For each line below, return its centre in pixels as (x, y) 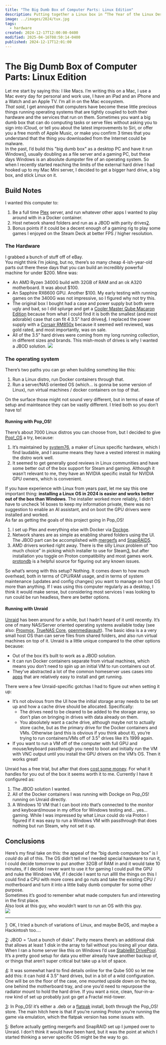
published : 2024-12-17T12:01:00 (38, 42)
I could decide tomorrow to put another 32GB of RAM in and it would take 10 (83, 864)
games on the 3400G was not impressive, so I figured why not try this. (84, 298)
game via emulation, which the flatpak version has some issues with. (75, 1017)
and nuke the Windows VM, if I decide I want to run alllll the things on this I (81, 874)
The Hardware (23, 246)
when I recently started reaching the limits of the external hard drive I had (80, 165)
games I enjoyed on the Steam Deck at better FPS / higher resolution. (83, 233)
